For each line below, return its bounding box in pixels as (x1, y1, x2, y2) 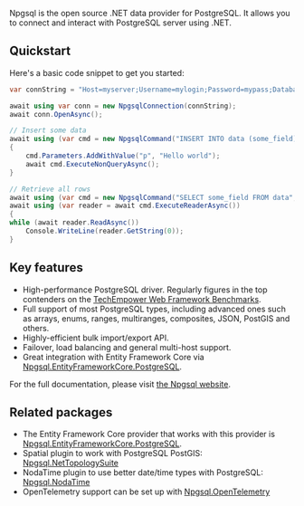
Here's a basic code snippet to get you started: (9, 67, 185, 78)
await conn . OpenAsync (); (9, 110, 103, 119)
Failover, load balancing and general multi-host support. (22, 341, 232, 352)
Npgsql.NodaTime (22, 477, 90, 488)
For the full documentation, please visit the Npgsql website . (9, 378, 232, 389)
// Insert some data (9, 126, 88, 135)
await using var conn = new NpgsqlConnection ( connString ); (9, 101, 237, 110)
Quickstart (9, 43, 71, 59)
